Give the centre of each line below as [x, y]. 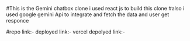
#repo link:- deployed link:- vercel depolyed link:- [66, 32]
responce [18, 20]
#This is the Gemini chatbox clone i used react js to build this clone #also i [95, 8]
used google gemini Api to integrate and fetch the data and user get [88, 14]
